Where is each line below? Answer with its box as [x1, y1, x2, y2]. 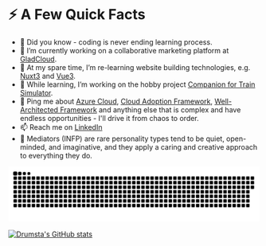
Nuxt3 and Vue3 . [19, 71, 76, 80]
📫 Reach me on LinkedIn [19, 122, 103, 131]
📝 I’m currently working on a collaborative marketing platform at [19, 45, 229, 55]
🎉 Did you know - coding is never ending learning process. [19, 37, 213, 47]
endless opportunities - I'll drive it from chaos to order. [19, 113, 199, 123]
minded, [19, 142, 48, 151]
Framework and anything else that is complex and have [59, 104, 241, 115]
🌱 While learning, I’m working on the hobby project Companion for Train [19, 80, 256, 89]
